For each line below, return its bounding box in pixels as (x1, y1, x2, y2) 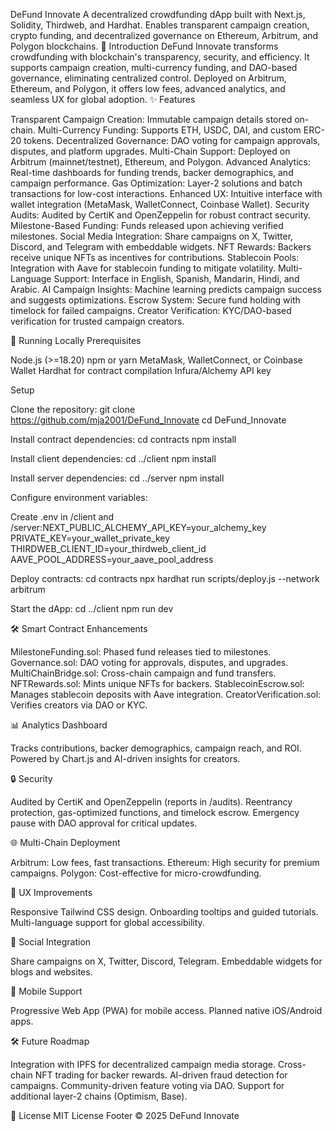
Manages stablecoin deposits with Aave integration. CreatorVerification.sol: (10, 689, 322, 700)
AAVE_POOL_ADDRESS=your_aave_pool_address (10, 554, 214, 565)
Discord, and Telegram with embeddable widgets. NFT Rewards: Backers (10, 241, 312, 253)
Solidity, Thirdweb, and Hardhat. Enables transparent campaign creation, (10, 19, 310, 31)
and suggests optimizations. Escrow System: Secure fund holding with (10, 294, 301, 306)
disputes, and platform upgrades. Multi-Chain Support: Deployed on (10, 145, 291, 157)
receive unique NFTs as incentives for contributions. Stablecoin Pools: (10, 252, 300, 263)
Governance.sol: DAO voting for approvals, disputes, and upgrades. (10, 657, 289, 668)
